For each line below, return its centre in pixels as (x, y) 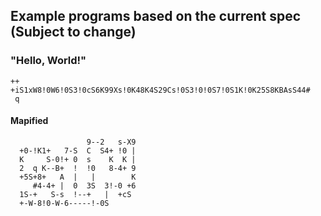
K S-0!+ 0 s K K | (78, 159)
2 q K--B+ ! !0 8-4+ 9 (78, 168)
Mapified (29, 121)
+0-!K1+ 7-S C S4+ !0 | (78, 150)
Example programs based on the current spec (156, 16)
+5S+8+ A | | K (78, 177)
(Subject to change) (73, 32)
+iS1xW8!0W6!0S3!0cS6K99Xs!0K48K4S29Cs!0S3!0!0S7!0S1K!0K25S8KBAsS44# (160, 90)
